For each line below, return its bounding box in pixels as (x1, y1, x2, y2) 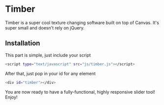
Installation (5, 39, 40, 48)
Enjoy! (5, 94, 18, 100)
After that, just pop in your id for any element (5, 70, 96, 77)
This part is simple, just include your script (5, 52, 91, 58)
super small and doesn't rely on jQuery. (5, 25, 85, 30)
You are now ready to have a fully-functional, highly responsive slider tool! (5, 89, 156, 95)
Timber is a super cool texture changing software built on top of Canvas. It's (5, 20, 160, 26)
